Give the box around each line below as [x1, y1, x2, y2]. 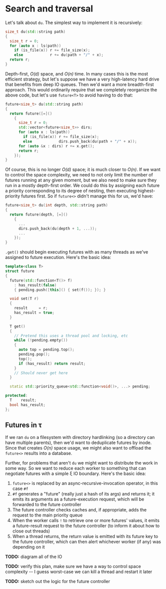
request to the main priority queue [12, 512, 83, 518]
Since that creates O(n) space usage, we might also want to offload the [5, 444, 152, 450]
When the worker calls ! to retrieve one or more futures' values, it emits [12, 517, 160, 523]
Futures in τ [5, 421, 42, 429]
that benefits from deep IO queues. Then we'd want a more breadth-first [5, 81, 154, 87]
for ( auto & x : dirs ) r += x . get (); [18, 143, 95, 148]
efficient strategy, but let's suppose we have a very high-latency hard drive [5, 76, 160, 82]
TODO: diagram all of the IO [5, 553, 62, 559]
